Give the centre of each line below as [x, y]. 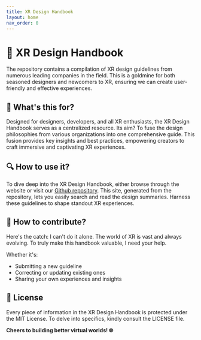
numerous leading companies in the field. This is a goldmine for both [91, 76]
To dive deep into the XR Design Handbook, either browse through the [93, 184]
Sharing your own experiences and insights [68, 279]
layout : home [22, 17]
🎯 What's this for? [40, 107]
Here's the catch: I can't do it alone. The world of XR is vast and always [94, 236]
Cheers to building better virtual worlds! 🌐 [60, 330]
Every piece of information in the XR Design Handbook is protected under [97, 312]
